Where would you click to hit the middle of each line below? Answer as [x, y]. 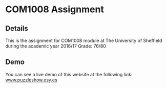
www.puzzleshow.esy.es [31, 80]
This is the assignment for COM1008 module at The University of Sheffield [84, 40]
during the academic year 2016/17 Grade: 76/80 [56, 46]
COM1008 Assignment [55, 9]
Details [17, 28]
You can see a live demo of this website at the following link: [69, 74]
